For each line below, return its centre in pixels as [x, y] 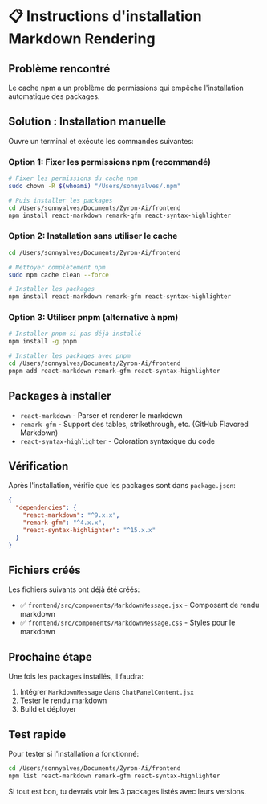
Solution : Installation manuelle [87, 122]
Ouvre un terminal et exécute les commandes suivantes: [101, 141]
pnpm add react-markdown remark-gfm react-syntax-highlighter [114, 371]
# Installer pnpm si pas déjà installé [75, 334]
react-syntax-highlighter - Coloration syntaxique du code [117, 441]
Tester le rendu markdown [63, 700]
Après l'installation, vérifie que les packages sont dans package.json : [122, 486]
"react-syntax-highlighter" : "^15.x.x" [89, 530]
